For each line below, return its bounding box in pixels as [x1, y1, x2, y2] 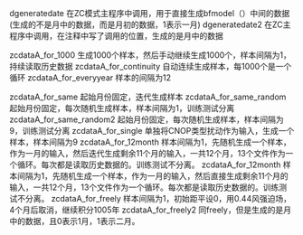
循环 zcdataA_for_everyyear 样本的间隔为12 [9, 72, 172, 83]
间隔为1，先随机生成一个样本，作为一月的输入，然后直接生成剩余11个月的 [16, 171, 289, 181]
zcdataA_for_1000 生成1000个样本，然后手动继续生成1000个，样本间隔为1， [9, 50, 292, 61]
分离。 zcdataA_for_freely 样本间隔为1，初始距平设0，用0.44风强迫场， [24, 193, 292, 203]
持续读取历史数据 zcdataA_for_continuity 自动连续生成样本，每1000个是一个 [9, 61, 292, 71]
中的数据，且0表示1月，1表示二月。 [9, 216, 140, 226]
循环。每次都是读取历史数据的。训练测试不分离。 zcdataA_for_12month [16, 159, 281, 170]
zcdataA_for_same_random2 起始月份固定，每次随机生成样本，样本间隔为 [9, 114, 284, 125]
